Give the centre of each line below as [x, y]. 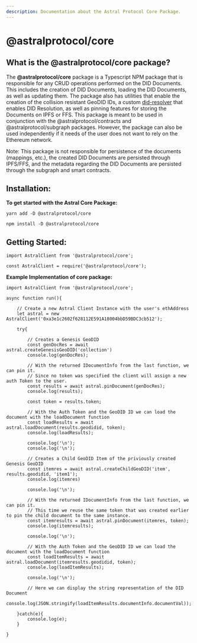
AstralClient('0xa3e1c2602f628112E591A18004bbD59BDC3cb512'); [84, 319]
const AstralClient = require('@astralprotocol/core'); [76, 266]
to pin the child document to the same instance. [69, 516]
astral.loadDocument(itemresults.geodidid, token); [71, 563]
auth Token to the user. [37, 381]
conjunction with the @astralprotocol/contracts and [69, 121]
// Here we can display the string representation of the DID [106, 588]
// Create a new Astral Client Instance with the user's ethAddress [103, 309]
